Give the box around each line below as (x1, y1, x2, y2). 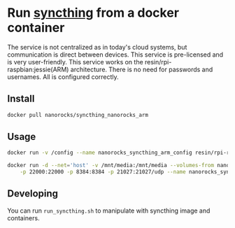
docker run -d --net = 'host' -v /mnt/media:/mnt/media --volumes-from (7, 162, 215, 169)
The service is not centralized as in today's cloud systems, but (7, 43, 187, 51)
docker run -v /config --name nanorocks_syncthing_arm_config (7, 149, 192, 157)
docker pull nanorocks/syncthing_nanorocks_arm (7, 111, 149, 118)
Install (7, 93, 35, 105)
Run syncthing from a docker (7, 5, 180, 21)
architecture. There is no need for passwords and (70, 65, 213, 73)
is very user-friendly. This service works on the (7, 57, 143, 66)
